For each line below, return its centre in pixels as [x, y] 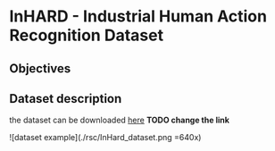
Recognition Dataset [86, 35]
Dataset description [66, 99]
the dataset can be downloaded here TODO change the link [120, 120]
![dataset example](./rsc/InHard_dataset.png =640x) [105, 138]
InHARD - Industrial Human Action [138, 17]
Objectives [40, 68]
